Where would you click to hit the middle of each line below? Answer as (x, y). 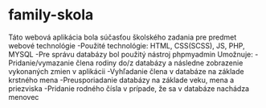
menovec (24, 97)
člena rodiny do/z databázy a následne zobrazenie (160, 63)
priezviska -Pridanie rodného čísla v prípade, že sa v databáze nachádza (129, 88)
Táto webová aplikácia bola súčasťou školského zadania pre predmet (123, 37)
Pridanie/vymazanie (41, 63)
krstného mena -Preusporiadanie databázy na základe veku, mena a (121, 80)
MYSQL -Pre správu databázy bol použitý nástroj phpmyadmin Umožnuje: (131, 54)
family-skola (51, 15)
